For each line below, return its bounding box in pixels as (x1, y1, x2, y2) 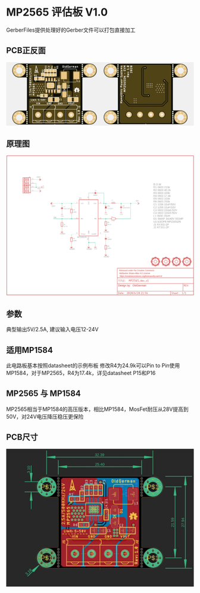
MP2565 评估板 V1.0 (6, 5, 108, 19)
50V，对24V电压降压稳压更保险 (6, 413, 84, 420)
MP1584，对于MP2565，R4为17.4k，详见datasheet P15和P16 (6, 370, 156, 377)
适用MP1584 (6, 345, 54, 355)
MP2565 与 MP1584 (6, 389, 82, 399)
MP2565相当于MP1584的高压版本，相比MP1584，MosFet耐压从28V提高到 (6, 405, 189, 413)
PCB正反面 (6, 45, 46, 56)
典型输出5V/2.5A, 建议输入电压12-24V (6, 326, 99, 333)
